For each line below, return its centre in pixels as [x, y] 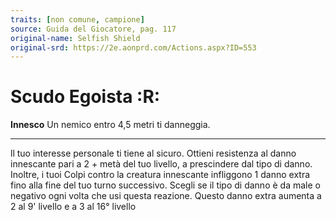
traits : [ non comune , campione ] [77, 19]
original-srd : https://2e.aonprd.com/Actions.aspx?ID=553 [133, 47]
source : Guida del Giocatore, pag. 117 [93, 29]
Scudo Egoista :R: [85, 97]
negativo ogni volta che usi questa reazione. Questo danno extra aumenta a [166, 196]
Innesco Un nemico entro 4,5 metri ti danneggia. [110, 125]
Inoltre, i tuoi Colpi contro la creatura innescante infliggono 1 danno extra [160, 175]
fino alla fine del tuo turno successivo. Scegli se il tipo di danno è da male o [165, 185]
